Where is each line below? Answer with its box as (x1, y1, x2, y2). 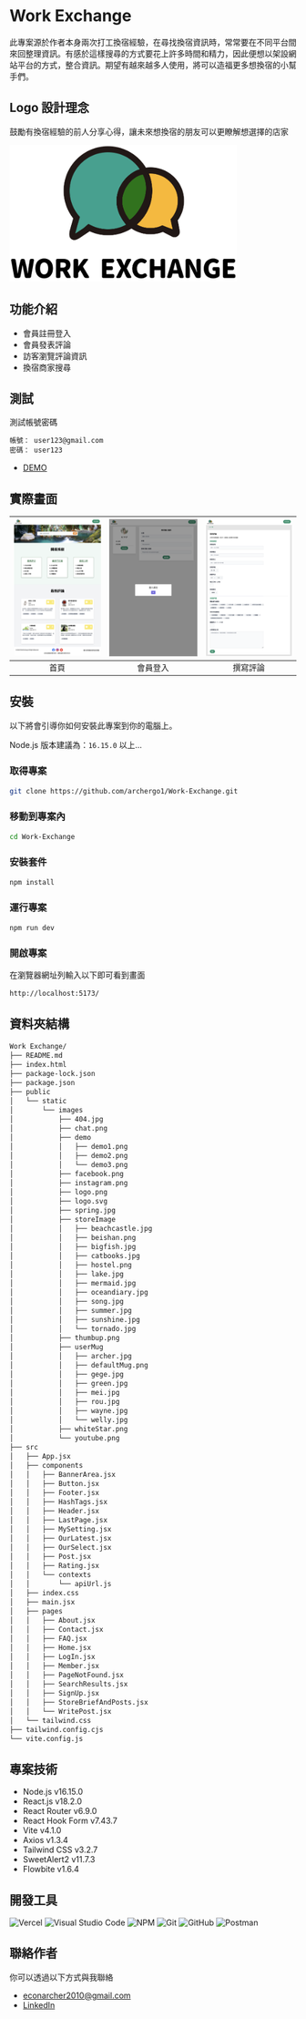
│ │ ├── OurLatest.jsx (9, 1534, 112, 1543)
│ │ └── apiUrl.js (9, 1580, 112, 1589)
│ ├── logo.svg (9, 1197, 107, 1206)
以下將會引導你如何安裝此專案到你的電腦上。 (9, 720, 178, 731)
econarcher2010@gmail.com (22, 1990, 131, 2001)
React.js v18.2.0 (22, 1796, 83, 1807)
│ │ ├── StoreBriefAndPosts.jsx (9, 1698, 148, 1707)
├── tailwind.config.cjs (9, 1726, 104, 1735)
